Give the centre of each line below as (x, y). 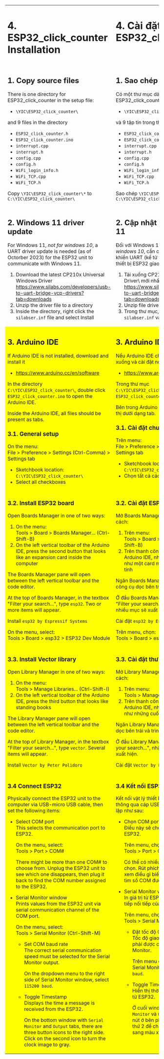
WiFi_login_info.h (37, 170)
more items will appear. (34, 610)
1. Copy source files (43, 80)
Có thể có (135, 862)
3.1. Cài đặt (132, 428)
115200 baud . (39, 986)
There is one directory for (37, 94)
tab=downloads (34, 299)
